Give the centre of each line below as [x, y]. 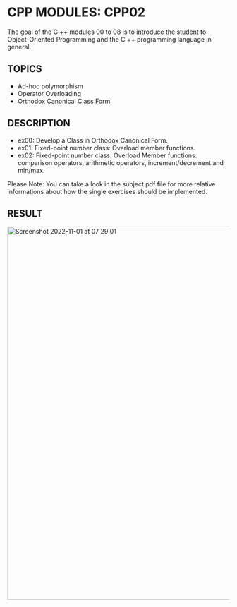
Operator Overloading [49, 93]
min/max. [31, 170]
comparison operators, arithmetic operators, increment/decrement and [121, 162]
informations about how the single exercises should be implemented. [108, 191]
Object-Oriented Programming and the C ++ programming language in [109, 39]
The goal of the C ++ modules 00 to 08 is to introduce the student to [107, 32]
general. [19, 47]
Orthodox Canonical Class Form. [65, 101]
